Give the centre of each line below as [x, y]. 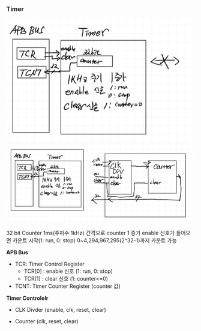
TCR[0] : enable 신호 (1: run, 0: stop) [68, 271]
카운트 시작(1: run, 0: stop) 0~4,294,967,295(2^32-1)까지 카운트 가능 [94, 240]
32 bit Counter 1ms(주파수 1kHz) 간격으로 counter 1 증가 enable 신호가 [91, 233]
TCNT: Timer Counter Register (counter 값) [68, 286]
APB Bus [17, 252]
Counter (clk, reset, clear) [47, 321]
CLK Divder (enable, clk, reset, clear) [60, 310]
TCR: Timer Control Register [50, 264]
